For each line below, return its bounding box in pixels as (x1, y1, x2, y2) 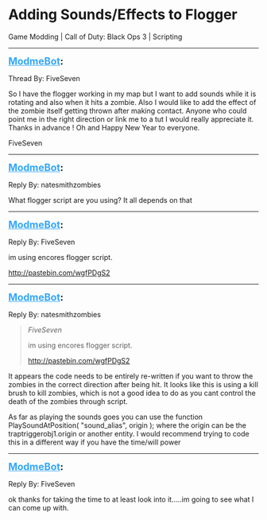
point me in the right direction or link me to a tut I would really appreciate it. (8, 114, 254, 124)
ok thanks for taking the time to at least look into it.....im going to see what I (8, 495, 254, 504)
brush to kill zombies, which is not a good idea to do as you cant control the (8, 388, 256, 398)
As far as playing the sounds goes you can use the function (8, 412, 203, 421)
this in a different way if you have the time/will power (8, 437, 181, 447)
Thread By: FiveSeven (8, 73, 81, 83)
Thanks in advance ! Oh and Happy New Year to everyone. (8, 122, 200, 132)
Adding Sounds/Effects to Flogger (8, 6, 238, 24)
